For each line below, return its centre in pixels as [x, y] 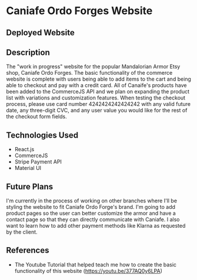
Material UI [28, 168]
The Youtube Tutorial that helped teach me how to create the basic [96, 264]
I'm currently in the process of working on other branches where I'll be [92, 201]
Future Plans [30, 186]
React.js [24, 149]
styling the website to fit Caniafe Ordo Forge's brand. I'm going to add [91, 207]
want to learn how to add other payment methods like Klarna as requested [96, 226]
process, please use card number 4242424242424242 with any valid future [98, 104]
